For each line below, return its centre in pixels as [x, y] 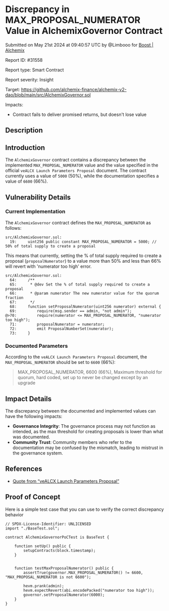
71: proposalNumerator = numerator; [57, 324]
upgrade [26, 383]
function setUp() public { [43, 546]
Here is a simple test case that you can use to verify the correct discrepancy [84, 509]
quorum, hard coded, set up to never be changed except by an [82, 378]
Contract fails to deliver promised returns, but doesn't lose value [79, 114]
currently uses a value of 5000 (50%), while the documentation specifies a [82, 176]
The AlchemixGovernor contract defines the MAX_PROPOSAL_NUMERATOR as [78, 222]
